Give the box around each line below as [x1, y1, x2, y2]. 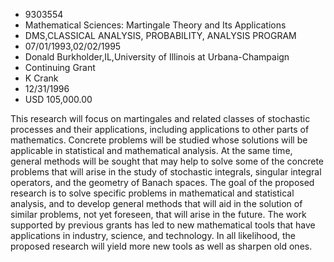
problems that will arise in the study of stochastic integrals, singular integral [10, 166, 322, 178]
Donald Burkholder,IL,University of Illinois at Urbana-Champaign [24, 51, 290, 63]
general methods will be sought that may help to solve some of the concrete [10, 155, 325, 167]
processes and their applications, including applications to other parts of [10, 124, 310, 135]
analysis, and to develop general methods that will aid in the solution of [10, 198, 303, 209]
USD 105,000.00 [24, 94, 93, 105]
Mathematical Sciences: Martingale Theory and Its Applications [24, 19, 287, 31]
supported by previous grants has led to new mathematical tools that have [10, 219, 316, 231]
